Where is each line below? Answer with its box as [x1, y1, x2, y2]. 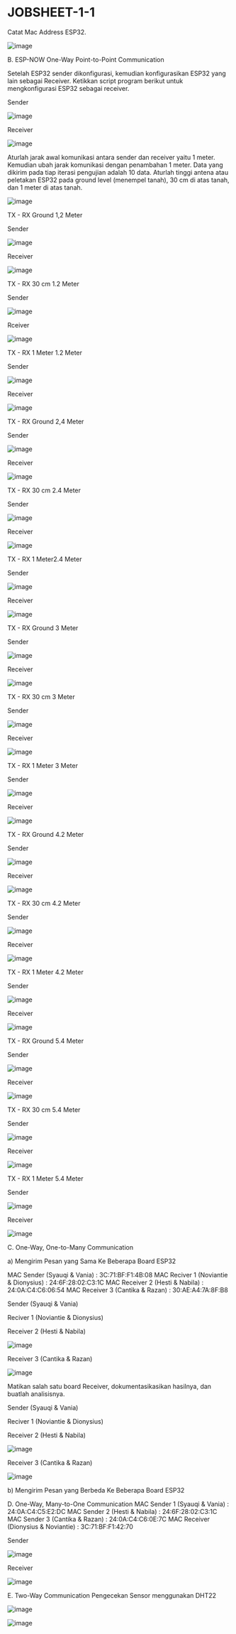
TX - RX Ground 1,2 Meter [7, 210, 83, 219]
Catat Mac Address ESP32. [7, 28, 86, 36]
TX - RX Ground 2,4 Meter [7, 417, 84, 426]
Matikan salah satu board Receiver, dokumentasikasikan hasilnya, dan [7, 1382, 211, 1390]
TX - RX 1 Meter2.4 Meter [7, 555, 82, 563]
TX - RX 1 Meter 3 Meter [7, 761, 78, 769]
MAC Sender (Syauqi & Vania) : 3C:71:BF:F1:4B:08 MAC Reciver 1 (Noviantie [7, 1270, 228, 1279]
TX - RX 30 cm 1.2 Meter [7, 279, 79, 288]
